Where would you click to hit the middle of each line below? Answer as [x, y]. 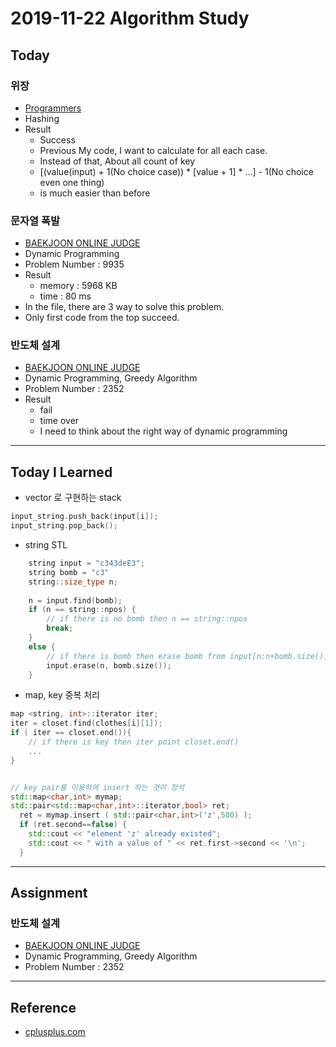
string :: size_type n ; [73, 582]
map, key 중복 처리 [62, 695]
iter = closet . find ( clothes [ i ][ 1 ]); [86, 723]
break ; [60, 628]
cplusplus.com [55, 1032]
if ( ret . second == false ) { [73, 825]
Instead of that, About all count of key [117, 161]
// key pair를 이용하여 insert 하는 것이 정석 [97, 787]
